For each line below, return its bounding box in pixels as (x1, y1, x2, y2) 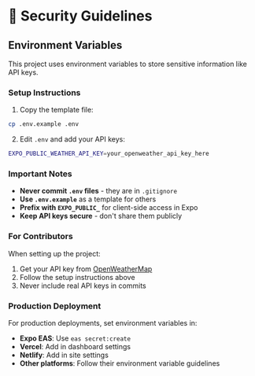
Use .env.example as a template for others (19, 194, 157, 204)
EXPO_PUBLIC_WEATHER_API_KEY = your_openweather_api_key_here (8, 149, 210, 158)
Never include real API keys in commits (19, 281, 147, 290)
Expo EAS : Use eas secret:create (19, 334, 131, 343)
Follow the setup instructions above (19, 272, 135, 282)
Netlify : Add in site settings (19, 350, 109, 359)
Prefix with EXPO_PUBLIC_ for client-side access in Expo (19, 203, 198, 212)
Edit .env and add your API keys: (19, 135, 126, 144)
